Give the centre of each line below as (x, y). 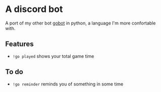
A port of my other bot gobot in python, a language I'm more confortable (80, 23)
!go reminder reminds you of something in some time (68, 84)
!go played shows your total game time (53, 56)
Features (19, 44)
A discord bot (34, 9)
